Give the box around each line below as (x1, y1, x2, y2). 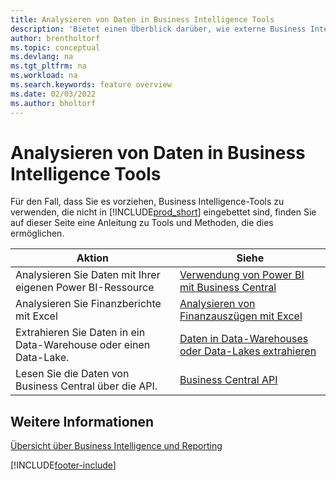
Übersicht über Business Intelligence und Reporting (10, 440, 223, 452)
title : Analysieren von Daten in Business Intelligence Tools (10, 14, 275, 25)
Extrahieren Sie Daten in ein (15, 326, 146, 340)
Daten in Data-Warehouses (179, 332, 309, 346)
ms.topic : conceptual (10, 42, 101, 53)
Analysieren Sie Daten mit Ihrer (15, 268, 161, 282)
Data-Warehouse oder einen (15, 338, 151, 352)
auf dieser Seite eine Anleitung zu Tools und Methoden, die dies (10, 217, 274, 229)
